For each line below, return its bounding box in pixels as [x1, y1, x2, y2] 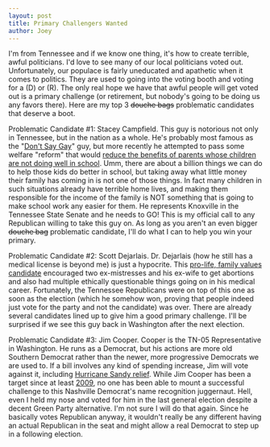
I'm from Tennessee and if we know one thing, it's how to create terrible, [8, 49, 250, 59]
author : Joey [8, 27, 52, 35]
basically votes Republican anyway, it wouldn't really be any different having [8, 412, 262, 422]
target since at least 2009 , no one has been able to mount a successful [8, 378, 244, 387]
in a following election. [8, 429, 83, 439]
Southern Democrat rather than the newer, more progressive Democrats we [8, 352, 260, 362]
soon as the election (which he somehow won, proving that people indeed [8, 294, 254, 304]
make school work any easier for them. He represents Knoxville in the [8, 201, 239, 211]
